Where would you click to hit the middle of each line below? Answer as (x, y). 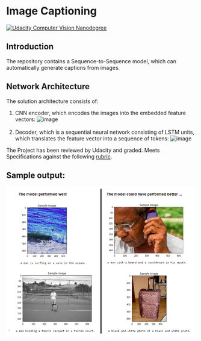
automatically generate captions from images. (63, 67)
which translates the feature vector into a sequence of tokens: (92, 138)
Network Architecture (48, 86)
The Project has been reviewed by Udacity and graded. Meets (83, 150)
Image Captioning (52, 11)
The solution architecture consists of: (52, 101)
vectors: (25, 119)
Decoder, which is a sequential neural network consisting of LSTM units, (104, 132)
